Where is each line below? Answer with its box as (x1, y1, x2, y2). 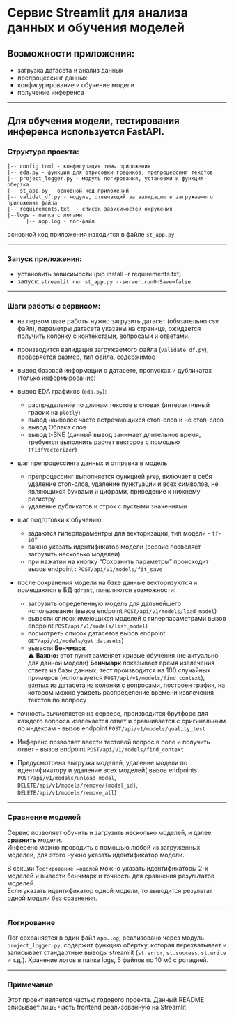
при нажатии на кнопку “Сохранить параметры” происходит (27, 557, 209, 566)
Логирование (7, 917, 56, 927)
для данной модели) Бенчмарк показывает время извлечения (27, 658, 215, 667)
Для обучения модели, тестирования (7, 115, 180, 127)
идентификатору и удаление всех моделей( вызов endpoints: (17, 766, 200, 774)
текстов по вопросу (27, 696, 87, 705)
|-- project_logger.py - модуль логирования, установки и (7, 175, 179, 182)
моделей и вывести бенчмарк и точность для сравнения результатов (7, 871, 214, 880)
